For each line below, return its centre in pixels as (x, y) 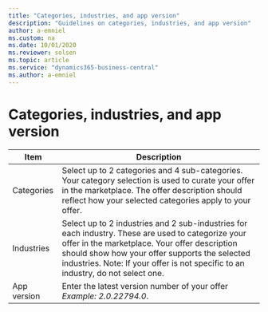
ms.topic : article (39, 61)
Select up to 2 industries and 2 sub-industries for (155, 223)
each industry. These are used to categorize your (154, 233)
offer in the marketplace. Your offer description (150, 243)
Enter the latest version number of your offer (145, 286)
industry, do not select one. (113, 273)
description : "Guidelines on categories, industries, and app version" (130, 23)
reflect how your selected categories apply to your (156, 200)
